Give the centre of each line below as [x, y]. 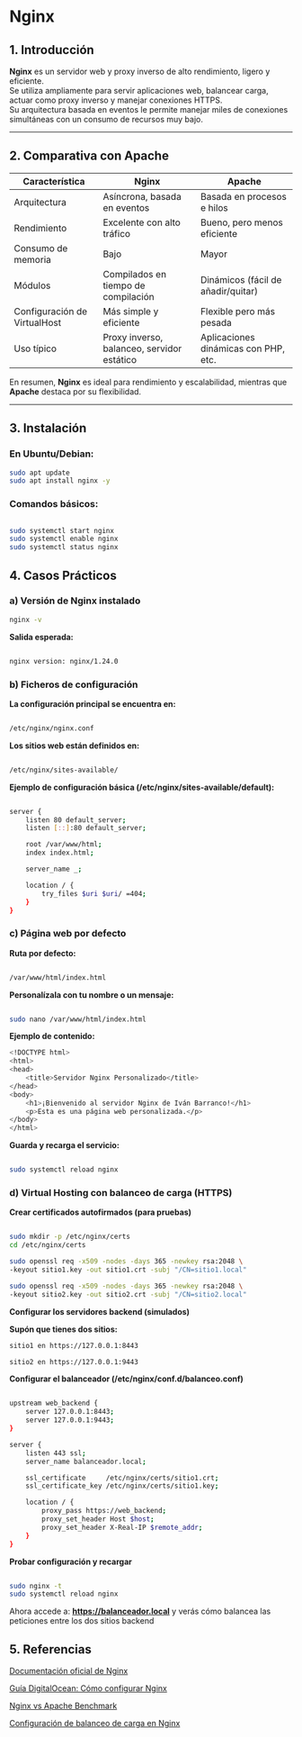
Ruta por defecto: [43, 953]
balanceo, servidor [142, 348]
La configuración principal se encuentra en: [93, 703]
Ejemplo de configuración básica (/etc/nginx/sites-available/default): [142, 787]
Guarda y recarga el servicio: [64, 1145]
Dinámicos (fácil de [241, 279]
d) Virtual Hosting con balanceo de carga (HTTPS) [121, 1193]
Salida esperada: [41, 637]
